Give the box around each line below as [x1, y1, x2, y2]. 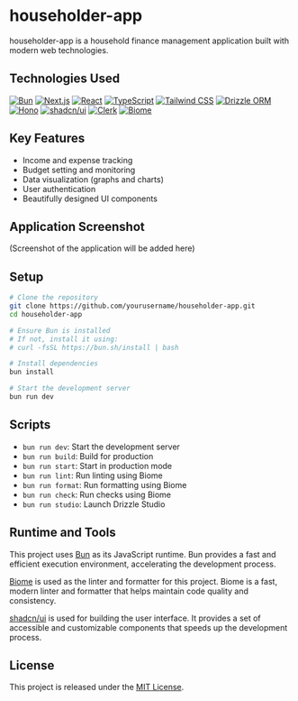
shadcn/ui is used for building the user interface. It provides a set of [9, 613, 261, 623]
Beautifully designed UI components [22, 193, 158, 204]
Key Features [9, 131, 86, 146]
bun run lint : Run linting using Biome [22, 470, 164, 481]
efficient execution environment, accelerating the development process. [9, 558, 276, 569]
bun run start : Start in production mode [22, 460, 173, 471]
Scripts [9, 417, 51, 433]
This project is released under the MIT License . [9, 682, 185, 693]
